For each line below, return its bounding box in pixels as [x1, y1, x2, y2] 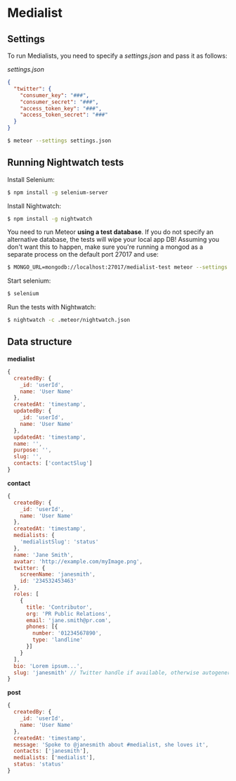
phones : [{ [25, 624, 58, 631]
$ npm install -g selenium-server [7, 188, 109, 196]
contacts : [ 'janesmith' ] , [13, 747, 90, 755]
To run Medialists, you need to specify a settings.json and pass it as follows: [7, 51, 228, 60]
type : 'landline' [32, 636, 83, 644]
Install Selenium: [7, 175, 55, 183]
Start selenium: [7, 276, 51, 285]
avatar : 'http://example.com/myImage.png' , [13, 557, 143, 565]
